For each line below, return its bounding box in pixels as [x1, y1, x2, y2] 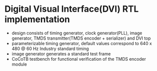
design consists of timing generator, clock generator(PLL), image [11, 30, 142, 36]
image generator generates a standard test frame [11, 50, 111, 57]
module [11, 61, 27, 67]
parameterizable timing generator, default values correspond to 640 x [11, 40, 152, 46]
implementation [4, 14, 70, 25]
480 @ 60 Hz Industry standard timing [11, 46, 89, 51]
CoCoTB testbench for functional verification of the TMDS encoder [11, 56, 146, 62]
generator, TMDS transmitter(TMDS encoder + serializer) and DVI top [11, 35, 151, 41]
